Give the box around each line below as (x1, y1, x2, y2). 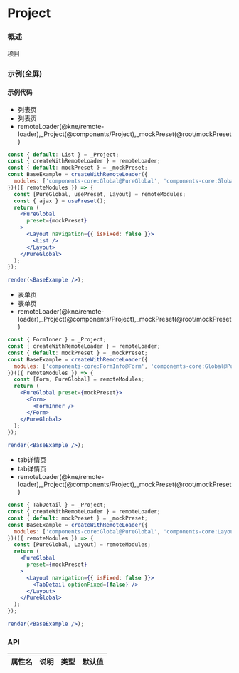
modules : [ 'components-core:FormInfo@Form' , (14, 362, 148, 370)
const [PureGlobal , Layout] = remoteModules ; (14, 541, 152, 548)
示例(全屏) (7, 69, 43, 79)
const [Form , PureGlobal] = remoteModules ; (14, 376, 144, 383)
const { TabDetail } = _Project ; (7, 501, 107, 509)
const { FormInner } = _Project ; (7, 336, 107, 344)
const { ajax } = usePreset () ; (14, 197, 107, 205)
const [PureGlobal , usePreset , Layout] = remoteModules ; (14, 190, 186, 197)
